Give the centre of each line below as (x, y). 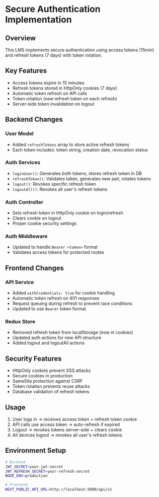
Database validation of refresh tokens (51, 392)
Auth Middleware (27, 236)
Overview (21, 38)
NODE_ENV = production (27, 476)
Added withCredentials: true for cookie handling (64, 293)
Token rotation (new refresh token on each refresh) (65, 98)
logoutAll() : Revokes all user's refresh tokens (60, 189)
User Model (19, 134)
